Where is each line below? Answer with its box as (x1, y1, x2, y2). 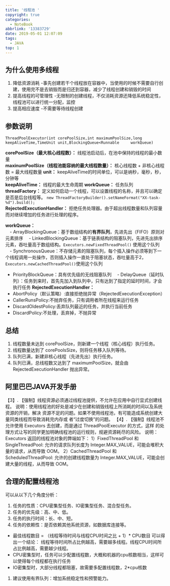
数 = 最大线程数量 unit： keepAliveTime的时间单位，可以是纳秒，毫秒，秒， (5, 169, 164, 175)
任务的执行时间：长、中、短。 (12, 515, 75, 521)
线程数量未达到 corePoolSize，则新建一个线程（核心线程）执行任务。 (12, 341, 158, 347)
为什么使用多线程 (5, 66, 59, 74)
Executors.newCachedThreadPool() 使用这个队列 (5, 261, 103, 267)
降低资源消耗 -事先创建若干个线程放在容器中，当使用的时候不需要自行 (12, 80, 159, 86)
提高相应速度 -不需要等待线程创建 (12, 106, 83, 112)
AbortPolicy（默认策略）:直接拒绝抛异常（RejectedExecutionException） (12, 291, 165, 297)
